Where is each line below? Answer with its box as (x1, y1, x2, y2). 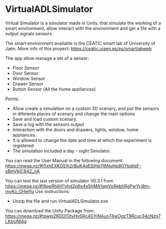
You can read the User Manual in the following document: (5, 157, 124, 163)
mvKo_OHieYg (5, 188, 34, 194)
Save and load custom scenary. (12, 116, 77, 122)
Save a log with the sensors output (12, 121, 84, 127)
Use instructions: (34, 188, 70, 194)
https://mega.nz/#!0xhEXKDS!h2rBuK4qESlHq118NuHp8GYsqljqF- (5, 163, 141, 169)
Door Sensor (12, 70, 39, 76)
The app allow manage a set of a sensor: (5, 55, 89, 61)
